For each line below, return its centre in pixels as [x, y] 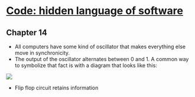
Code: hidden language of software [95, 11]
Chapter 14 [27, 33]
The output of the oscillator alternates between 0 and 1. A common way [102, 59]
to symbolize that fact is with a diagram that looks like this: [86, 65]
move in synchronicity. [42, 53]
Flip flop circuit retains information [56, 88]
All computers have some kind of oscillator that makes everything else [100, 46]
